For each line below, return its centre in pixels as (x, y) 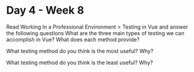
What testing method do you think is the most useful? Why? (80, 51)
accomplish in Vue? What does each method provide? (73, 39)
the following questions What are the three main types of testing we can (95, 33)
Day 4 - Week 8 (45, 10)
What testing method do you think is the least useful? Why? (80, 62)
